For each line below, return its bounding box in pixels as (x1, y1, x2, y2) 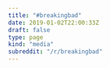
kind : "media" (8, 41, 55, 48)
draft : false (8, 26, 51, 34)
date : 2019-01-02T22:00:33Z (8, 19, 100, 27)
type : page (8, 33, 44, 41)
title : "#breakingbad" (8, 11, 82, 20)
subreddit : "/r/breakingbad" (8, 48, 103, 55)
